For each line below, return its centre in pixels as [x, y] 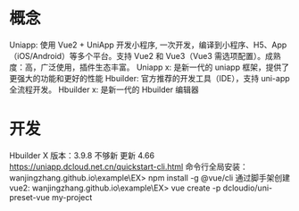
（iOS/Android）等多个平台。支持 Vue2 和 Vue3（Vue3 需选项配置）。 [137, 55]
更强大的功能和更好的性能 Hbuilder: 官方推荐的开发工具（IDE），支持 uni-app [149, 78]
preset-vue [30, 197]
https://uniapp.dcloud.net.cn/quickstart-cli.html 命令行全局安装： [129, 166]
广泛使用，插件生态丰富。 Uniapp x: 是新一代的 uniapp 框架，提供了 [165, 67]
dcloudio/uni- [248, 188]
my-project [72, 197]
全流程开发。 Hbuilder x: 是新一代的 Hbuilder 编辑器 [104, 89]
